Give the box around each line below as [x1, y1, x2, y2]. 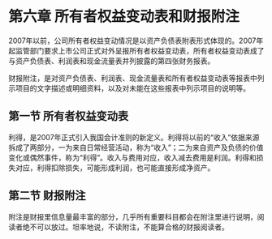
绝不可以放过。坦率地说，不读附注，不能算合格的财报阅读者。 [22, 222, 229, 232]
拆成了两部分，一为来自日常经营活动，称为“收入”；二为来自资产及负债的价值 [8, 143, 264, 152]
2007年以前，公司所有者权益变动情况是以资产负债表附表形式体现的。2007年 [8, 36, 264, 45]
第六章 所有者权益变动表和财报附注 [8, 7, 240, 26]
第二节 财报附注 [8, 189, 86, 203]
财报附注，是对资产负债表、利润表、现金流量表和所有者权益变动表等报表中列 [8, 73, 265, 83]
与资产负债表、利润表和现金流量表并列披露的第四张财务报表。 [8, 56, 215, 66]
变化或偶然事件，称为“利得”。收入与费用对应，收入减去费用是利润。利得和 [8, 152, 257, 162]
